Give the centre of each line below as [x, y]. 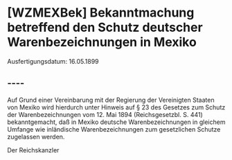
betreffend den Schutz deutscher [105, 27]
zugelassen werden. [36, 136]
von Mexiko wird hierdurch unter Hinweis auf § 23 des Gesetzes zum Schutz [116, 107]
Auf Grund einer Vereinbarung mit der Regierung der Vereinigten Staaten [111, 100]
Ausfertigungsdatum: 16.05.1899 [53, 61]
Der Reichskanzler [33, 150]
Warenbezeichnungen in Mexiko [102, 42]
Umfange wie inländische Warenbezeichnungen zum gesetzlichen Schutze [114, 129]
